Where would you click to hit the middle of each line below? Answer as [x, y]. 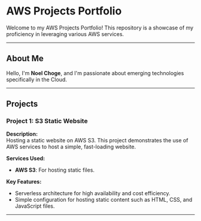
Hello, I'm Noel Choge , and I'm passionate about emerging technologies [95, 73]
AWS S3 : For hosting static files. [54, 170]
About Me [25, 59]
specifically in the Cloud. [37, 79]
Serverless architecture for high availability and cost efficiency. [92, 193]
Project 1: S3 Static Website [47, 121]
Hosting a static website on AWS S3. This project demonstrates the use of [97, 141]
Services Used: [26, 159]
